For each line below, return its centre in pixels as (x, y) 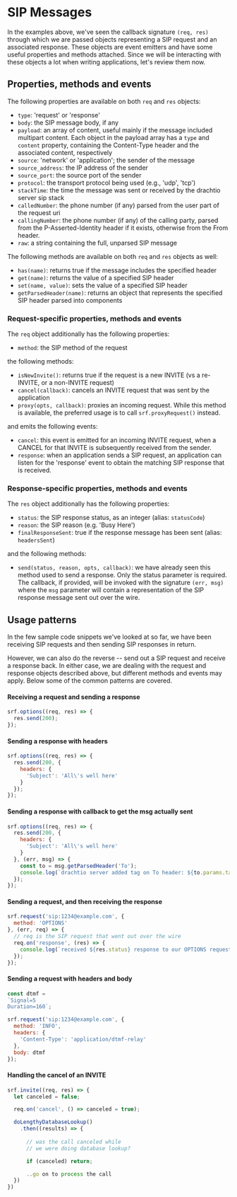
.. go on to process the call (69, 1174)
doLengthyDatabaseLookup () (53, 1122)
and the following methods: (47, 554)
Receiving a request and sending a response (74, 697)
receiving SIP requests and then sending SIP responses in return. (102, 644)
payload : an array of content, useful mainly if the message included (115, 130)
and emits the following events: (53, 427)
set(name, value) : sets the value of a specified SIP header (103, 285)
